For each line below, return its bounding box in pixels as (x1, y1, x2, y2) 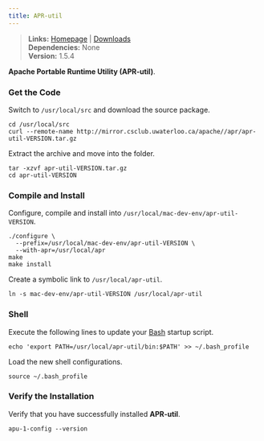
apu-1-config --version (8, 424, 88, 433)
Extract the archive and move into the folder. (8, 148, 155, 158)
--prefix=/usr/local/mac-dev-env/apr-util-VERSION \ (15, 239, 196, 248)
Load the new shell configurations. (8, 357, 123, 366)
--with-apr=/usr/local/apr (15, 246, 106, 254)
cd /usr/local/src (8, 120, 70, 129)
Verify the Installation (8, 391, 95, 402)
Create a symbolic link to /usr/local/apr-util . (8, 274, 163, 284)
